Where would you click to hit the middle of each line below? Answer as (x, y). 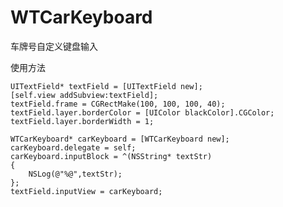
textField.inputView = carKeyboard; (86, 191)
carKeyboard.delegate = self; (73, 147)
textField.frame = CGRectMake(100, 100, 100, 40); (118, 104)
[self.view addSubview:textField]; (84, 95)
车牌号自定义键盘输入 (54, 46)
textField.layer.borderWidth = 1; (82, 121)
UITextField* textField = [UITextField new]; (106, 86)
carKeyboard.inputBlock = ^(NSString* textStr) (111, 156)
